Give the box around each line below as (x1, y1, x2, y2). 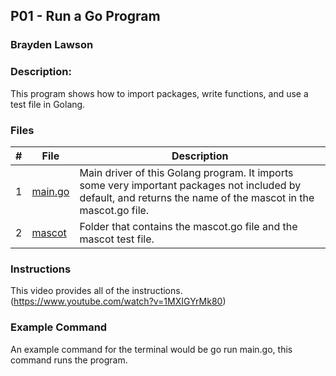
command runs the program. (10, 354, 128, 366)
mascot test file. (79, 232, 155, 246)
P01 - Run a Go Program (10, 8, 161, 25)
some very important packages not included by (79, 178, 302, 192)
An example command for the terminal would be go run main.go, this (10, 343, 293, 355)
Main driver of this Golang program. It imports (79, 165, 294, 179)
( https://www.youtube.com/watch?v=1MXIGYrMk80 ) (10, 295, 227, 308)
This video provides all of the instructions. (10, 285, 183, 297)
